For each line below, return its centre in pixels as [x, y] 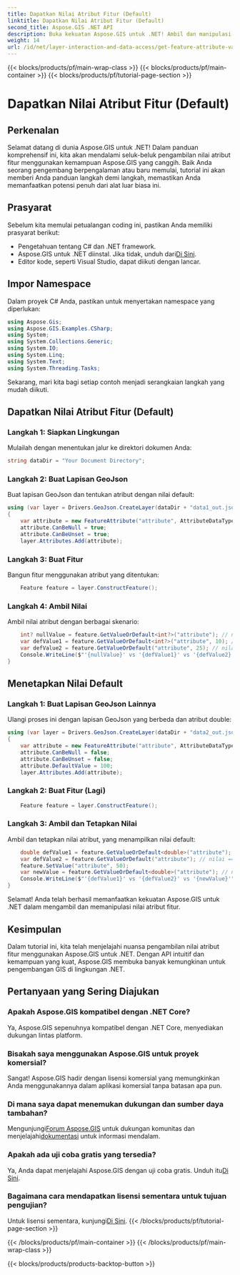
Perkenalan [33, 130]
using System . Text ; [36, 361]
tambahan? [27, 1113]
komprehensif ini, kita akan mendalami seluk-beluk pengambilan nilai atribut [119, 155]
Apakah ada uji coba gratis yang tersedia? [82, 1155]
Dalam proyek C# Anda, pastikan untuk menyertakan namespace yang [111, 301]
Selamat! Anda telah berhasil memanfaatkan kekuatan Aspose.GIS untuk [114, 899]
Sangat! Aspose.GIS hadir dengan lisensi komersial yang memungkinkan [114, 1078]
